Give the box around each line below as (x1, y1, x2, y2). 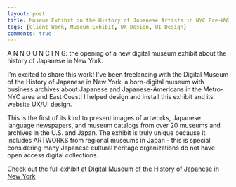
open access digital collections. (7, 151, 99, 160)
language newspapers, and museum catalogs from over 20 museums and (7, 121, 221, 130)
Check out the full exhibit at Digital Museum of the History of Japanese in (7, 165, 220, 173)
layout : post (7, 10, 46, 18)
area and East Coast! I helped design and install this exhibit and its (22, 93, 214, 101)
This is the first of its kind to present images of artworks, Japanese (7, 114, 202, 122)
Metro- (203, 85, 223, 93)
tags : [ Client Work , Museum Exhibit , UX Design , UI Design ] (7, 23, 188, 30)
